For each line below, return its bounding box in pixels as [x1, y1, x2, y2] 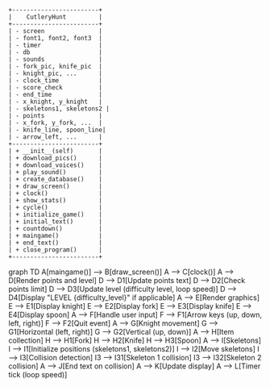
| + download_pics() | [8, 154, 103, 162]
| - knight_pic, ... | [8, 69, 103, 77]
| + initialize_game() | [8, 210, 103, 218]
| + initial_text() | [8, 218, 103, 226]
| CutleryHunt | [8, 13, 103, 21]
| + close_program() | [8, 246, 103, 254]
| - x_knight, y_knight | [8, 98, 103, 106]
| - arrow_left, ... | [8, 133, 103, 141]
